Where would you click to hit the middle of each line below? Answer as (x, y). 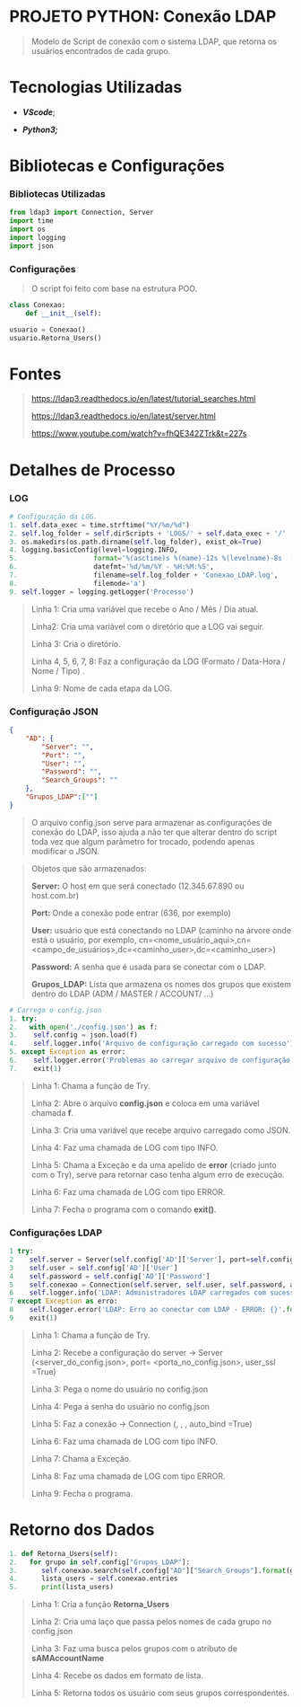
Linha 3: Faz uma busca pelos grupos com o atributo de (134, 1649)
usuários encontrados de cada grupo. (101, 50)
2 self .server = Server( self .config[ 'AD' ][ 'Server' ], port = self (138, 1260)
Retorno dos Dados (82, 1530)
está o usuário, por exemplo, (84, 940)
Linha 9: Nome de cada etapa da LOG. (102, 688)
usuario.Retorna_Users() (56, 338)
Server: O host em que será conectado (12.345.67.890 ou (138, 886)
